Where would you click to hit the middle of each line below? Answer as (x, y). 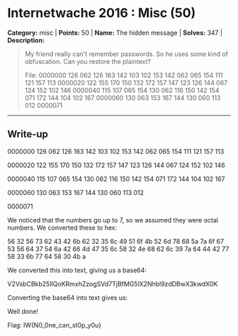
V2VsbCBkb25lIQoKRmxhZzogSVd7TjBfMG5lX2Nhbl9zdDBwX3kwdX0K (113, 284)
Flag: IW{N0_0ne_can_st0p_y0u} (54, 325)
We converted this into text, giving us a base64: (77, 270)
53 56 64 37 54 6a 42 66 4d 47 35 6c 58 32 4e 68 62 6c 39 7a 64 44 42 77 (118, 249)
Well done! (23, 311)
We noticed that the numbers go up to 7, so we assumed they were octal (113, 220)
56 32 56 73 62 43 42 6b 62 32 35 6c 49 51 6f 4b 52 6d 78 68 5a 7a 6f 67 (116, 241)
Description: (26, 40)
